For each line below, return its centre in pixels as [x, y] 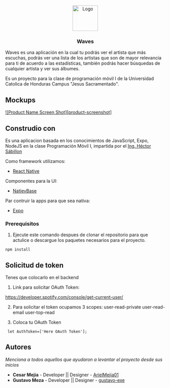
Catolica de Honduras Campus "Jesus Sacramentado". [62, 84]
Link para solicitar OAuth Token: [46, 287]
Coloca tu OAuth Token [37, 322]
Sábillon [14, 151]
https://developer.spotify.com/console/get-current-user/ [64, 297]
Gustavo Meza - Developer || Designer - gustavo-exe [69, 380]
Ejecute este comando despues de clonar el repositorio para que [80, 235]
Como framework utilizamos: [36, 161]
